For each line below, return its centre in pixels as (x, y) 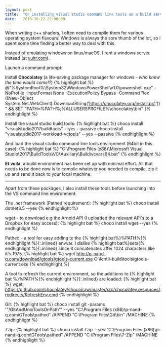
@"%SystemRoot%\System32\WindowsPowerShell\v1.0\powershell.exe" (79, 88)
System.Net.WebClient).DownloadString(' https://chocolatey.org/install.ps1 (80, 104)
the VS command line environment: (41, 193)
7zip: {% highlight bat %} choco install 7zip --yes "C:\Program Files (74, 330)
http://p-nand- (91, 254)
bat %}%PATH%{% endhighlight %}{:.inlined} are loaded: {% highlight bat (81, 279)
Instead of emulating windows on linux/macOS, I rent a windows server (77, 53)
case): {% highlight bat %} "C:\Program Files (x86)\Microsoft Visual (74, 149)
